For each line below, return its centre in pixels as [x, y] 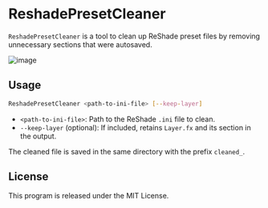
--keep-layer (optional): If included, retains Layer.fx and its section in [135, 127]
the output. [38, 136]
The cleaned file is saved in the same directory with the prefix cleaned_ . [127, 151]
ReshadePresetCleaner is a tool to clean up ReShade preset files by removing [134, 36]
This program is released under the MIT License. [89, 196]
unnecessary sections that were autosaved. [80, 44]
